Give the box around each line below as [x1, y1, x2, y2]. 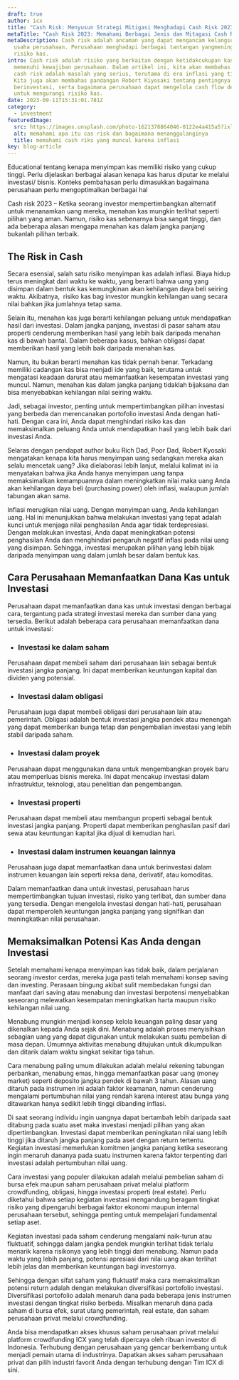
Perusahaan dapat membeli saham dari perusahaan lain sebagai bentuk [7, 658, 217, 668]
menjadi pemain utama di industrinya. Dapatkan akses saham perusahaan [7, 1351, 223, 1359]
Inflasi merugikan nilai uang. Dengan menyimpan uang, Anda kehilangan [7, 505, 219, 514]
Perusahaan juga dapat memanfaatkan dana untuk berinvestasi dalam [7, 863, 212, 872]
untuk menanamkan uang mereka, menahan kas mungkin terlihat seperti [7, 207, 219, 216]
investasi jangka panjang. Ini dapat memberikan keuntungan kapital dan [7, 666, 218, 675]
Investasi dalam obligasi [17, 691, 103, 701]
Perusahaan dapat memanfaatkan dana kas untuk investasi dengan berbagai [7, 601, 232, 610]
